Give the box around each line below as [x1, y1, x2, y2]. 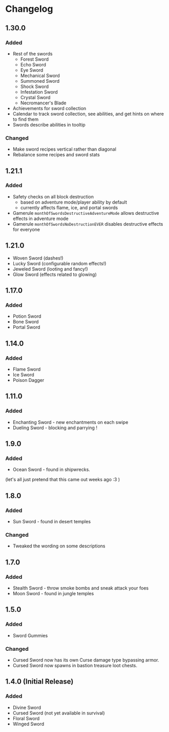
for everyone [12, 226, 40, 232]
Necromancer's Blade [20, 100, 67, 106]
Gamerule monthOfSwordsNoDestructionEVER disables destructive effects [12, 221, 163, 227]
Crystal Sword [20, 94, 51, 100]
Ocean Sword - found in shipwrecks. [12, 466, 91, 473]
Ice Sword [12, 372, 34, 378]
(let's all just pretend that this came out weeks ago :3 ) [5, 477, 120, 483]
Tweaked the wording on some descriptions [12, 543, 105, 549]
